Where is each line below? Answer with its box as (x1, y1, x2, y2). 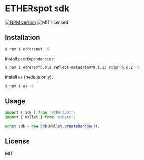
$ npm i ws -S (5, 83, 34, 89)
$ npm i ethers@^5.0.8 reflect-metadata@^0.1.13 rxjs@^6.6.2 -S (5, 65, 140, 70)
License (5, 137, 30, 146)
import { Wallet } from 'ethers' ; (5, 115, 76, 120)
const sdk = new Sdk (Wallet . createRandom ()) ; (5, 124, 100, 128)
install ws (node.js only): (5, 74, 53, 80)
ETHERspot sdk (5, 3, 70, 14)
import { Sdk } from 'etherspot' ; (5, 110, 76, 115)
